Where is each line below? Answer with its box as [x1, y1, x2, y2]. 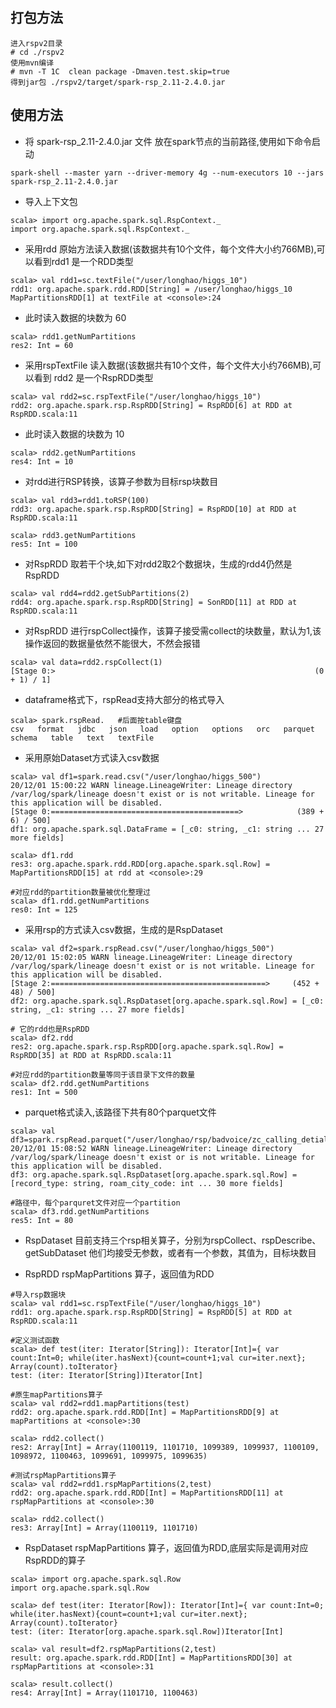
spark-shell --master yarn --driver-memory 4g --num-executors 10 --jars [10, 168, 325, 178]
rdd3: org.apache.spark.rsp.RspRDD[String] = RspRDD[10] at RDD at [10, 504, 298, 514]
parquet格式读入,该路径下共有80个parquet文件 [24, 1106, 217, 1118]
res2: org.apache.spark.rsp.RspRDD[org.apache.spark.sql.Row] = [10, 1041, 284, 1052]
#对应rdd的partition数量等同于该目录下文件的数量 [10, 1069, 196, 1080]
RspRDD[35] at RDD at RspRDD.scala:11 [10, 1050, 172, 1060]
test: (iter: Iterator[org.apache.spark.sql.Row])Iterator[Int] [10, 1626, 284, 1637]
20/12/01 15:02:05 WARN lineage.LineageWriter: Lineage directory [10, 952, 293, 962]
